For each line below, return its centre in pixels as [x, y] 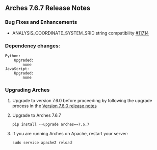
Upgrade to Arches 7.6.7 [37, 115]
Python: [13, 56]
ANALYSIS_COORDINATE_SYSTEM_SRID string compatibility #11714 [80, 33]
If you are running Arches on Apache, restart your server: [70, 134]
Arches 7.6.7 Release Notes [48, 8]
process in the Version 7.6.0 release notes [54, 106]
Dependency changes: [33, 45]
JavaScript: [17, 69]
